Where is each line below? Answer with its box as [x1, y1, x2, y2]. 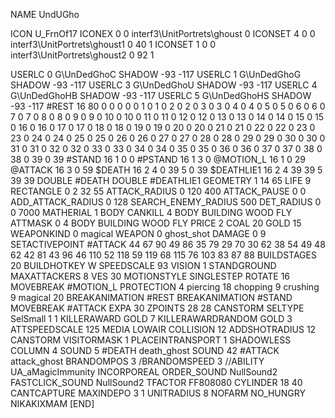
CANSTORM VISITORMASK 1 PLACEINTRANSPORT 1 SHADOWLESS [10, 334, 292, 346]
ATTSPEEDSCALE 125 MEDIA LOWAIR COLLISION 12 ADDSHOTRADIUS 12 [10, 324, 317, 335]
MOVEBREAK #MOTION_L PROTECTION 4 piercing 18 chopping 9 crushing [10, 281, 320, 293]
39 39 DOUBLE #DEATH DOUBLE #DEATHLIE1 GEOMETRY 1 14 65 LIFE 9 [10, 175, 312, 186]
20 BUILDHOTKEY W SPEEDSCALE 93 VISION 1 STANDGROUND [10, 260, 277, 271]
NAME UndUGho [10, 9, 80, 20]
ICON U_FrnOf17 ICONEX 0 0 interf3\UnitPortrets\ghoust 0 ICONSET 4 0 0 [10, 28, 316, 39]
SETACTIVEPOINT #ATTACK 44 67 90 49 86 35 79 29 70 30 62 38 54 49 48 [10, 239, 326, 250]
